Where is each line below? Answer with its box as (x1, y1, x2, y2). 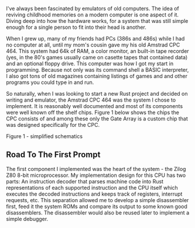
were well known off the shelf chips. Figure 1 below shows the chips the (6, 109, 180, 116)
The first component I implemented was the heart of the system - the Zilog (6, 165, 186, 172)
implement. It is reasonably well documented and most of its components (6, 103, 183, 109)
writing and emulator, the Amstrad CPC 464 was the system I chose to (6, 96, 176, 103)
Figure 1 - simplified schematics (6, 133, 83, 140)
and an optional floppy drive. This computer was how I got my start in (6, 60, 174, 67)
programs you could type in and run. (6, 79, 94, 86)
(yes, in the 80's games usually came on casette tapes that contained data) (6, 54, 188, 61)
